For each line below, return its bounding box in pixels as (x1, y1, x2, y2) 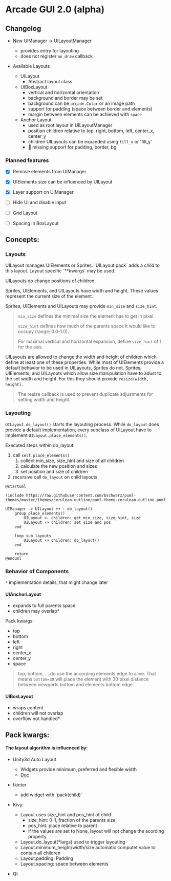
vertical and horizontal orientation (28, 89, 99, 96)
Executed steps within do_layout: (5, 442, 75, 448)
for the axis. (17, 344, 44, 350)
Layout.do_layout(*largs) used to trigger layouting (20, 839, 125, 845)
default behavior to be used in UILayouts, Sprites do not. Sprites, (5, 365, 142, 371)
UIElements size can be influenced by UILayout (12, 179, 113, 185)
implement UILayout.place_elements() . (5, 432, 88, 438)
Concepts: (5, 235, 39, 244)
